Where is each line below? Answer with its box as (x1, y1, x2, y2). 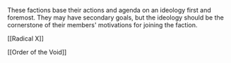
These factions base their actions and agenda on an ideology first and (7, 6, 211, 14)
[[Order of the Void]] (7, 48, 67, 56)
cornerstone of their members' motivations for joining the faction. (7, 21, 198, 29)
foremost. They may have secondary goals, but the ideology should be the (7, 13, 224, 22)
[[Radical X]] (7, 34, 45, 43)
